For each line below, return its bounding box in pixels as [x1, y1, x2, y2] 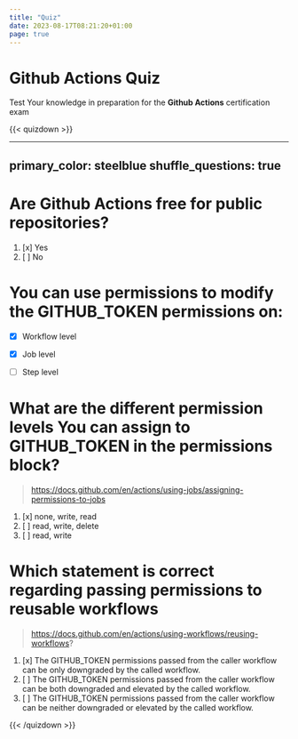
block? [9, 454, 60, 475]
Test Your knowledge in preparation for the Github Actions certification [9, 97, 271, 108]
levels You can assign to [9, 417, 191, 437]
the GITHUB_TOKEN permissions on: [9, 301, 284, 321]
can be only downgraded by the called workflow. [21, 664, 201, 675]
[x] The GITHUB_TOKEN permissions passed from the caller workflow [21, 655, 278, 665]
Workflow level [21, 331, 77, 341]
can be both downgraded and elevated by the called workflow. [21, 683, 251, 694]
